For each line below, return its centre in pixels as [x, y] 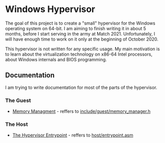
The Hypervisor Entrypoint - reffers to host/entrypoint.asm [73, 135]
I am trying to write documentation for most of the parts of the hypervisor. [81, 87]
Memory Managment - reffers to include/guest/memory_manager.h [81, 111]
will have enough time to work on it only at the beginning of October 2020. [82, 39]
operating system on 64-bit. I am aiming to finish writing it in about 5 [76, 28]
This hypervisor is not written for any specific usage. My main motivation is [82, 49]
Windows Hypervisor [50, 9]
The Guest [18, 100]
